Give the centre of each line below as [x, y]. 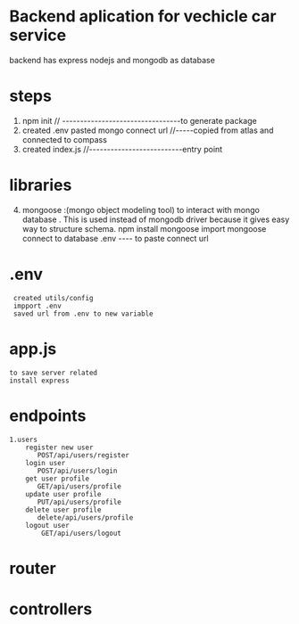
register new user [59, 447]
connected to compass [64, 139]
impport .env [37, 306]
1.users [24, 439]
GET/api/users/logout [82, 533]
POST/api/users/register [83, 455]
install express [39, 381]
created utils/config [53, 298]
